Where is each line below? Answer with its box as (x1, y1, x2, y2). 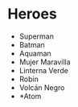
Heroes (7, 5, 57, 23)
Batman (18, 39, 45, 49)
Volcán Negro (18, 82, 65, 93)
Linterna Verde (18, 65, 69, 75)
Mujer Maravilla (18, 57, 71, 67)
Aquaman (18, 48, 51, 58)
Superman (18, 31, 54, 41)
